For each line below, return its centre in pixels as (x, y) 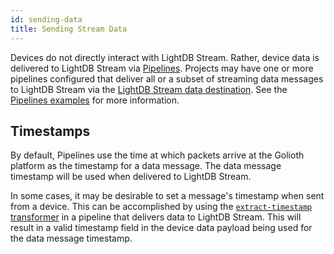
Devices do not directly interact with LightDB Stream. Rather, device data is (165, 57)
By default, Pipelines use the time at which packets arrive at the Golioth (157, 155)
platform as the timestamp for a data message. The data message (146, 166)
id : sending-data (46, 19)
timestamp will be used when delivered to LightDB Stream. (131, 177)
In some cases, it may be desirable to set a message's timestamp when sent (167, 196)
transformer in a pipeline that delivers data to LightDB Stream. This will (156, 217)
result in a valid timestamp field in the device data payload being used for (161, 228)
